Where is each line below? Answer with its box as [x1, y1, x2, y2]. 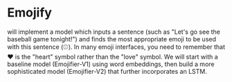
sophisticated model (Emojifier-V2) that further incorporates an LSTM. [7, 67, 208, 75]
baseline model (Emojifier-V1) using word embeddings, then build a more [7, 60, 215, 68]
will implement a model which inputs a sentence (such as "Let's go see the [7, 28, 220, 36]
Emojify [7, 5, 52, 21]
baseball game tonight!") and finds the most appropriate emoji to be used [7, 34, 217, 43]
